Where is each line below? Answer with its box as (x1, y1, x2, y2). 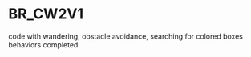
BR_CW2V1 (8, 5, 84, 23)
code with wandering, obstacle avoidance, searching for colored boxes (8, 31, 243, 41)
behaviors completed (8, 39, 79, 49)
